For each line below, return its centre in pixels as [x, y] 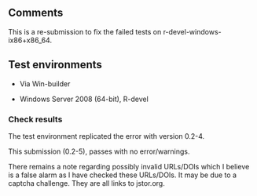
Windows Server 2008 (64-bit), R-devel [84, 99]
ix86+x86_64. [30, 40]
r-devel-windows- [192, 31]
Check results [35, 119]
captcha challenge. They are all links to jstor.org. [86, 183]
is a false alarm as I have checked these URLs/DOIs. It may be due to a [123, 175]
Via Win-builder [45, 83]
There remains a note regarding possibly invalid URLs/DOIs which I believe [129, 166]
